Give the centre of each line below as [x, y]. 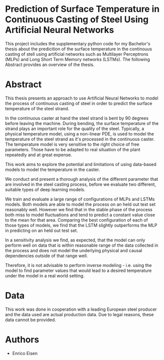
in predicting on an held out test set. [41, 230]
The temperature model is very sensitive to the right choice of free [72, 144]
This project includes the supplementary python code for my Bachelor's [78, 43]
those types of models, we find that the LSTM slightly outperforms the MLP [81, 225]
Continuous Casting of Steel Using [77, 19]
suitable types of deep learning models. [45, 189]
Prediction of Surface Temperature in [82, 9]
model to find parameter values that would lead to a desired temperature [79, 270]
